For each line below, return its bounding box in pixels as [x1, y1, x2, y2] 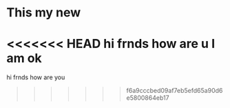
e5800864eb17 [126, 94, 169, 102]
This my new [6, 5, 81, 21]
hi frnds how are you [6, 73, 65, 81]
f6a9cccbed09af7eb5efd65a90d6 [126, 87, 223, 95]
